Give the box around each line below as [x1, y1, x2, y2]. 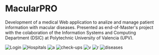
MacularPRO [5, 3, 58, 14]
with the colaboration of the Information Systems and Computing [5, 29, 136, 35]
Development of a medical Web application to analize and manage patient [5, 19, 154, 25]
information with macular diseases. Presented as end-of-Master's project [5, 24, 154, 30]
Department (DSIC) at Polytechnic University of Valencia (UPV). [5, 35, 134, 41]
